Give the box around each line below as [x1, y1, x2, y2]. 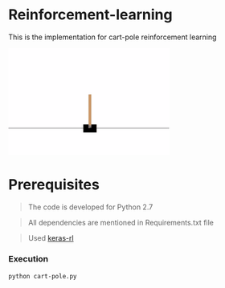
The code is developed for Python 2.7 [27, 202, 153, 212]
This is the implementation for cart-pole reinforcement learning [8, 32, 217, 42]
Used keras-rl [27, 233, 74, 242]
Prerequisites [8, 176, 100, 194]
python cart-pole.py [8, 273, 78, 281]
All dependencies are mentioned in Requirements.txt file [27, 217, 215, 227]
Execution [8, 253, 49, 264]
